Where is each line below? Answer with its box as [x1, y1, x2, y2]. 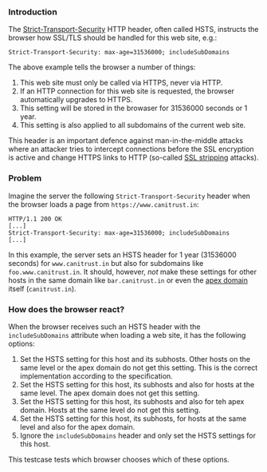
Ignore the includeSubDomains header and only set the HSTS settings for [19, 430, 257, 440]
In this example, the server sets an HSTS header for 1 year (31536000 [8, 250, 237, 260]
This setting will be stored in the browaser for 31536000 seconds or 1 [19, 103, 248, 113]
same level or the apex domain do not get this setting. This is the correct [19, 363, 258, 372]
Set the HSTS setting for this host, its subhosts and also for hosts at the [19, 379, 255, 389]
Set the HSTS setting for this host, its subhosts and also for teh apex [19, 396, 245, 406]
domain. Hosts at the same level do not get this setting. [19, 405, 201, 414]
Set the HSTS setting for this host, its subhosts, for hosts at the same [19, 414, 247, 423]
